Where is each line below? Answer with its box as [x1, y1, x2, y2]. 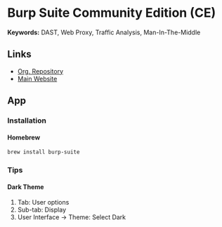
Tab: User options [17, 198, 70, 207]
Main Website [17, 74, 58, 83]
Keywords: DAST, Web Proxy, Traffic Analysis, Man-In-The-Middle [7, 28, 201, 36]
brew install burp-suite [7, 149, 80, 156]
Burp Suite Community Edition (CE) [7, 5, 216, 21]
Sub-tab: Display [17, 205, 67, 214]
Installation [7, 116, 47, 125]
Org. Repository [17, 67, 64, 75]
